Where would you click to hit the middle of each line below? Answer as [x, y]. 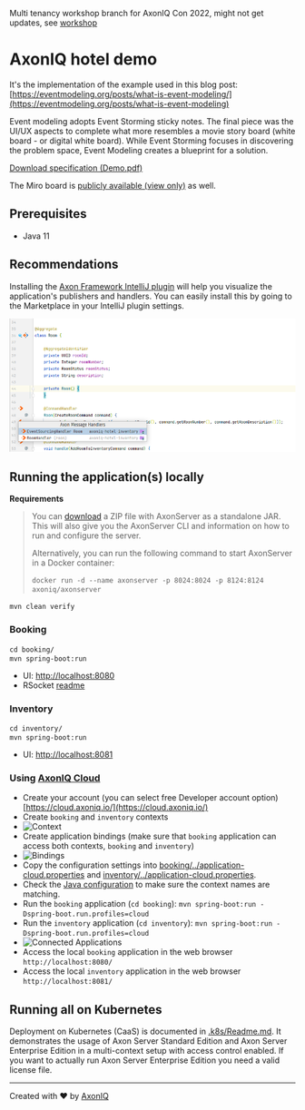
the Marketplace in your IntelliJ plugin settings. [97, 305]
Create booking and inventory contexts [95, 817]
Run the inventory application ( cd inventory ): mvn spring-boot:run [148, 923]
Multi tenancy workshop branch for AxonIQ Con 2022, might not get [137, 13]
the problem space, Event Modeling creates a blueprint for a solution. [139, 150]
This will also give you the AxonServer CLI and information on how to [161, 526]
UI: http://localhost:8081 [68, 754]
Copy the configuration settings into [90, 865]
